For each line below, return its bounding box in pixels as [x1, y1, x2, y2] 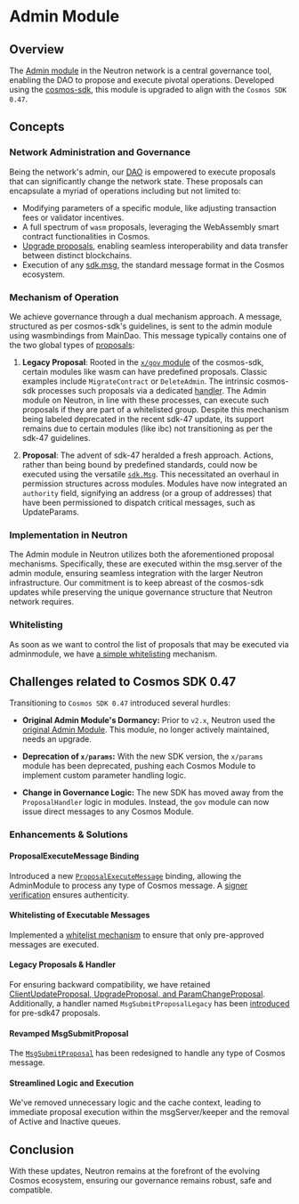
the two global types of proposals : [9, 339, 135, 350]
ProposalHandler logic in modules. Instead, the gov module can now [21, 797, 270, 808]
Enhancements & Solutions [9, 828, 129, 841]
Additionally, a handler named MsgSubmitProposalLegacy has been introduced [9, 997, 290, 1008]
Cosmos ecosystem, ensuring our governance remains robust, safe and [9, 1176, 272, 1186]
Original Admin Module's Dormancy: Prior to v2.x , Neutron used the [21, 715, 276, 726]
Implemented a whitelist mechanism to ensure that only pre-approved [9, 929, 264, 940]
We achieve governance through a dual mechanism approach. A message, [9, 311, 282, 321]
